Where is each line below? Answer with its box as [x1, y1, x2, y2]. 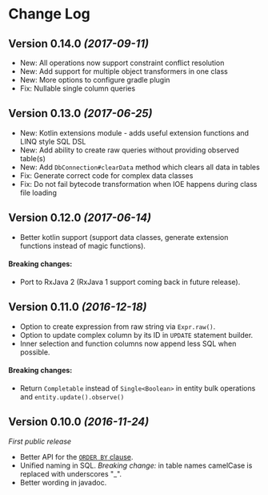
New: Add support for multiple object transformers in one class [19, 67, 228, 76]
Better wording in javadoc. [19, 477, 107, 487]
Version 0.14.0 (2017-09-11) [8, 37, 150, 51]
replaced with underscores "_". [19, 469, 122, 478]
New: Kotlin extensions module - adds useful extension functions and [19, 128, 250, 137]
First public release [8, 436, 72, 446]
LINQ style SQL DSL [19, 136, 86, 146]
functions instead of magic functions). [19, 241, 146, 250]
